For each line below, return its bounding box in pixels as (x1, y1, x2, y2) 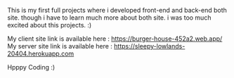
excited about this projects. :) (7, 21, 92, 29)
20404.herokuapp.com (7, 49, 74, 58)
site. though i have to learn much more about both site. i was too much (7, 13, 212, 22)
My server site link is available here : (7, 42, 112, 50)
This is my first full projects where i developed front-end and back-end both (7, 6, 227, 14)
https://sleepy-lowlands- (113, 42, 186, 50)
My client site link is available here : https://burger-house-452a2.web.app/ (7, 34, 223, 43)
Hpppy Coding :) (7, 63, 56, 71)
